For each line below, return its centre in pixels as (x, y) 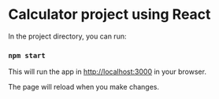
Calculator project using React (109, 15)
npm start (27, 55)
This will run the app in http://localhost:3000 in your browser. (108, 71)
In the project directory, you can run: (67, 36)
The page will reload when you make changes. (84, 87)
